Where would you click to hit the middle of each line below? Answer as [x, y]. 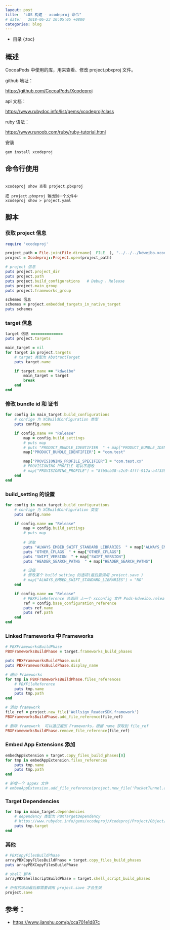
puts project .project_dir [32, 272]
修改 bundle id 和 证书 [32, 404]
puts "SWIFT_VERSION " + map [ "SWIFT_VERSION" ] [74, 557]
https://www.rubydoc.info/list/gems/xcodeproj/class [60, 112]
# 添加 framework [23, 708]
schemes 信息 [18, 300]
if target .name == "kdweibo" [45, 371]
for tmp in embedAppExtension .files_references [56, 760]
